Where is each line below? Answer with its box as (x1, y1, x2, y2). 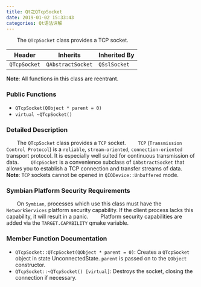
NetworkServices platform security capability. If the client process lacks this (6, 207, 194, 214)
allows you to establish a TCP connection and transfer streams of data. (6, 164, 183, 172)
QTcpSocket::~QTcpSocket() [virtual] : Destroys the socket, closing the (14, 267, 193, 275)
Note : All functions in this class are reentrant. (6, 75, 119, 82)
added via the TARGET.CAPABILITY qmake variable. (6, 219, 129, 227)
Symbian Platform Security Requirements (6, 186, 131, 195)
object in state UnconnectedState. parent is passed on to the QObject (14, 254, 187, 262)
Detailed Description (6, 125, 68, 134)
